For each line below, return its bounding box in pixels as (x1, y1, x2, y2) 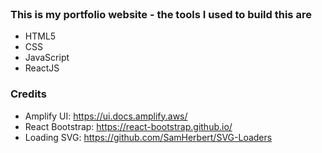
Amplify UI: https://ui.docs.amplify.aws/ (24, 110, 188, 122)
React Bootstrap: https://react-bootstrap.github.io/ (24, 120, 233, 132)
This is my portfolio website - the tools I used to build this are (10, 7, 312, 21)
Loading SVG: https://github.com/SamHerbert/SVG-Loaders (24, 131, 273, 143)
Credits (10, 87, 47, 101)
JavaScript (24, 52, 70, 64)
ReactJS (24, 62, 60, 74)
